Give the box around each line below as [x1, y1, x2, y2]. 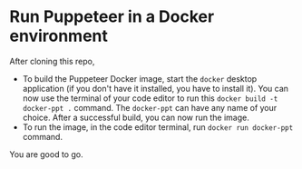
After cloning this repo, [9, 55, 95, 66]
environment [9, 25, 109, 46]
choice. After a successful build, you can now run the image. [22, 112, 249, 123]
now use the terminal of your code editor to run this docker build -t [22, 93, 278, 104]
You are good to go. [9, 148, 83, 160]
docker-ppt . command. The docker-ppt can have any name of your [22, 102, 278, 113]
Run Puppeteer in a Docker [9, 6, 215, 27]
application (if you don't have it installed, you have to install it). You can [22, 83, 288, 94]
